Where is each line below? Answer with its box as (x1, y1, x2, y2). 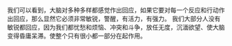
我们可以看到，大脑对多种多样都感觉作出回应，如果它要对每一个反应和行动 (7, 6, 219, 14)
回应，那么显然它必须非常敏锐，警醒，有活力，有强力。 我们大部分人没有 (12, 14, 221, 23)
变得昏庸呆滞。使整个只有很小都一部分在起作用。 (7, 32, 146, 40)
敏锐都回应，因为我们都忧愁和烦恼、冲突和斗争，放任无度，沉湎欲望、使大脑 (7, 23, 225, 31)
